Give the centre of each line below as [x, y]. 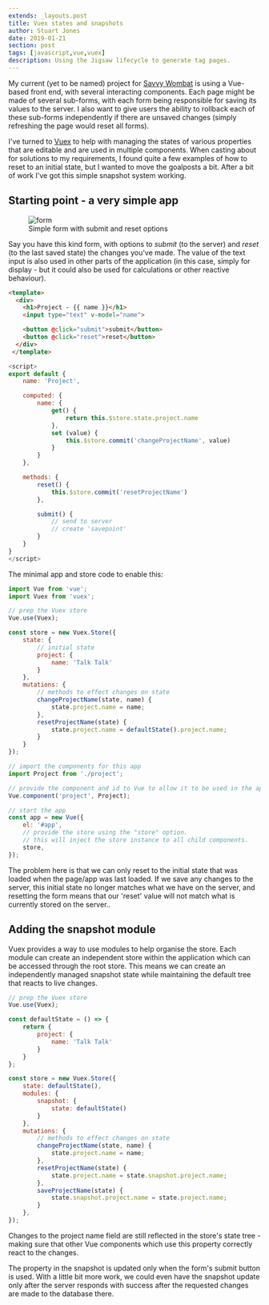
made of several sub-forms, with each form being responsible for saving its [132, 100]
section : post [32, 46]
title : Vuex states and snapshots [66, 23]
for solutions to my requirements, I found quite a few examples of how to [128, 158]
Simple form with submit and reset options [98, 228]
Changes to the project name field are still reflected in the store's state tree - [134, 1235]
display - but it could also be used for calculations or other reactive [119, 269]
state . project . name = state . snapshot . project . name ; [139, 1175]
